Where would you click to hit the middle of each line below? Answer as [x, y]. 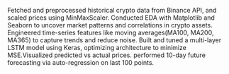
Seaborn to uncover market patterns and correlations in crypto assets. [110, 25]
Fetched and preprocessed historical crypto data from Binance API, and [112, 10]
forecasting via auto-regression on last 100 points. [81, 62]
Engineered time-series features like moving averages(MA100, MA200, [111, 32]
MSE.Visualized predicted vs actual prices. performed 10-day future [106, 55]
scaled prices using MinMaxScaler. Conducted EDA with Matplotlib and [111, 18]
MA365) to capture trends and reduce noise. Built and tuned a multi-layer [114, 40]
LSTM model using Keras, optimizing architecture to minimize [97, 48]
